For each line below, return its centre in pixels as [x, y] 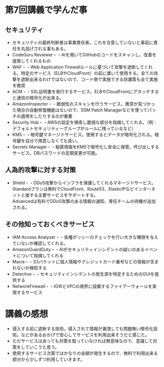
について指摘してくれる [40, 255]
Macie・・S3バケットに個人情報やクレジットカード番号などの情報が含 [83, 261]
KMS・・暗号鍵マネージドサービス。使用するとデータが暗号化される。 [83, 135]
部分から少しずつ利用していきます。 [48, 359]
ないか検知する [32, 268]
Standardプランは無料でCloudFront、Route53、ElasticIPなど [73, 189]
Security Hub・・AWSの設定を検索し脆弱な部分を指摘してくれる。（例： [85, 122]
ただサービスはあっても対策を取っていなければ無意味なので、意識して [82, 341]
